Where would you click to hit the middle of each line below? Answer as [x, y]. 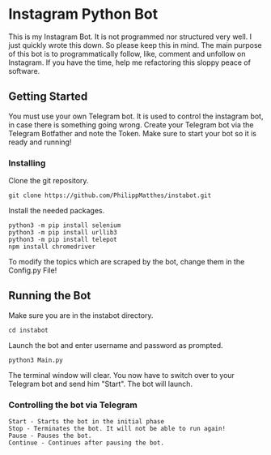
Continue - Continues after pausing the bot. [86, 443]
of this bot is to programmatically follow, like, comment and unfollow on [127, 54]
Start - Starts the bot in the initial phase [86, 422]
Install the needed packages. [57, 211]
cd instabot [28, 330]
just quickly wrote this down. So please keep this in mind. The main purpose [135, 45]
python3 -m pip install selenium [65, 225]
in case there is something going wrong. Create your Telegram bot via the [131, 124]
